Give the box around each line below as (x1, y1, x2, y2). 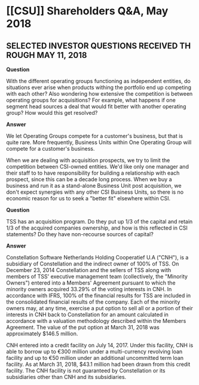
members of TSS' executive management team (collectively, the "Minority (6, 273, 188, 280)
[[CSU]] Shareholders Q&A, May (6, 4, 169, 18)
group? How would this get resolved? (6, 109, 98, 116)
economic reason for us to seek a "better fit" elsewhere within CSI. (6, 195, 171, 201)
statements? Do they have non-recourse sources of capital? (6, 231, 154, 237)
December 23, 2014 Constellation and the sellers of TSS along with (6, 267, 172, 273)
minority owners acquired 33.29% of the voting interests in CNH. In (6, 286, 172, 292)
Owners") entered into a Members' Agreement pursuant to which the (6, 279, 176, 286)
